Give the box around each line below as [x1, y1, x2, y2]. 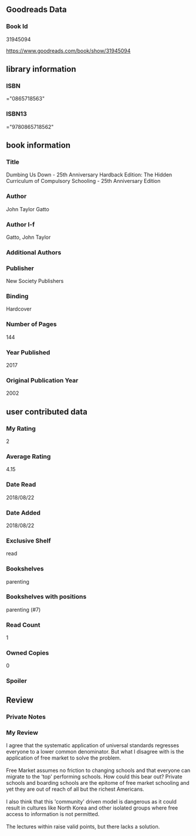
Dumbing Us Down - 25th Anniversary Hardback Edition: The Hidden [6, 171, 173, 178]
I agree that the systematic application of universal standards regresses [6, 741, 180, 749]
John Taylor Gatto [6, 205, 50, 212]
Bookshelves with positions [6, 592, 87, 601]
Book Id [6, 22, 28, 31]
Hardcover [6, 305, 32, 312]
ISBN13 [6, 110, 28, 118]
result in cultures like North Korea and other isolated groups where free [6, 804, 178, 811]
